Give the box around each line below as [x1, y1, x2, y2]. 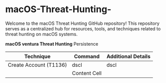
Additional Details [106, 53, 151, 60]
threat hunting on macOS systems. [5, 31, 78, 37]
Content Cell [72, 69, 102, 76]
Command [74, 53, 100, 60]
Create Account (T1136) [8, 61, 68, 68]
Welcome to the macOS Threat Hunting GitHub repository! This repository [5, 20, 160, 26]
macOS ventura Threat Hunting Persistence [5, 40, 98, 47]
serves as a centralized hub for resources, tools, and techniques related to [5, 25, 161, 31]
